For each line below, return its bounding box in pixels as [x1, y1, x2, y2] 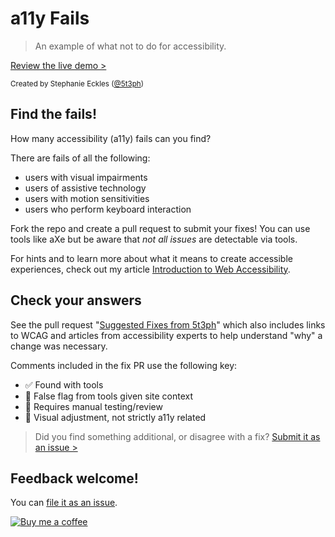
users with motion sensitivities [24, 192, 150, 204]
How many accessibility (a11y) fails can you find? [10, 132, 212, 144]
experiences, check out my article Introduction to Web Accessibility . [10, 263, 291, 275]
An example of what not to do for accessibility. [34, 40, 227, 52]
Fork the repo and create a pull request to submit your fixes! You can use [10, 222, 311, 234]
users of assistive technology [24, 182, 147, 194]
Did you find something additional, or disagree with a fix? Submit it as [34, 430, 321, 442]
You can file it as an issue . [10, 497, 118, 509]
